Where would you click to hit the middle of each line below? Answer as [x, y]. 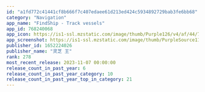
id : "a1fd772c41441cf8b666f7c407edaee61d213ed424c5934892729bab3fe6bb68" [102, 12]
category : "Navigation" [37, 18]
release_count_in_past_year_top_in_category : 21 [69, 79]
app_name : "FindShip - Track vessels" [56, 23]
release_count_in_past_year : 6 [46, 68]
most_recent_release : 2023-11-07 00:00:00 [61, 62]
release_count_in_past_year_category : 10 [60, 74]
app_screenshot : [27, 40]
